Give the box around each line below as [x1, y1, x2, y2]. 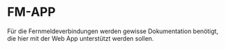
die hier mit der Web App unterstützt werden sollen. [7, 34, 154, 42]
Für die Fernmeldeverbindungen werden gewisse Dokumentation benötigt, [7, 27, 219, 35]
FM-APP [7, 4, 56, 20]
